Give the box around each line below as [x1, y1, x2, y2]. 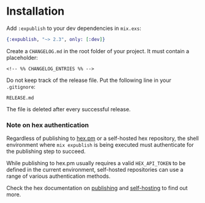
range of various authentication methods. [6, 172, 111, 180]
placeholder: [6, 54, 39, 61]
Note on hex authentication [6, 120, 89, 129]
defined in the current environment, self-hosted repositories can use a [6, 166, 184, 174]
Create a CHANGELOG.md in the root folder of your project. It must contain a [6, 47, 190, 54]
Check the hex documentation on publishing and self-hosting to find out [6, 185, 188, 192]
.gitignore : [6, 83, 35, 90]
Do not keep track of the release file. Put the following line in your [6, 76, 171, 84]
